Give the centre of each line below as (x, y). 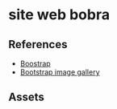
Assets (26, 97)
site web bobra (59, 15)
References (38, 44)
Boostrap (35, 63)
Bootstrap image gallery (60, 72)
